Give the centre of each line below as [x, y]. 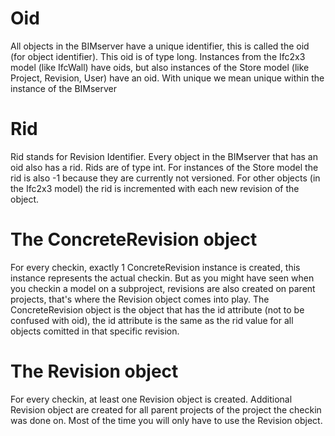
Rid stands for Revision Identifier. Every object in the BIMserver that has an [164, 156]
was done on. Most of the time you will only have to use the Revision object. [166, 420]
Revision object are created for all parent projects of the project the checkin [166, 409]
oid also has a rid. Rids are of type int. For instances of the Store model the [164, 167]
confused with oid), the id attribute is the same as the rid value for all [152, 320]
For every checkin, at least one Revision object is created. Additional [151, 399]
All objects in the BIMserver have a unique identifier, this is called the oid [160, 46]
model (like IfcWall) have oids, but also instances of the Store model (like [160, 67]
